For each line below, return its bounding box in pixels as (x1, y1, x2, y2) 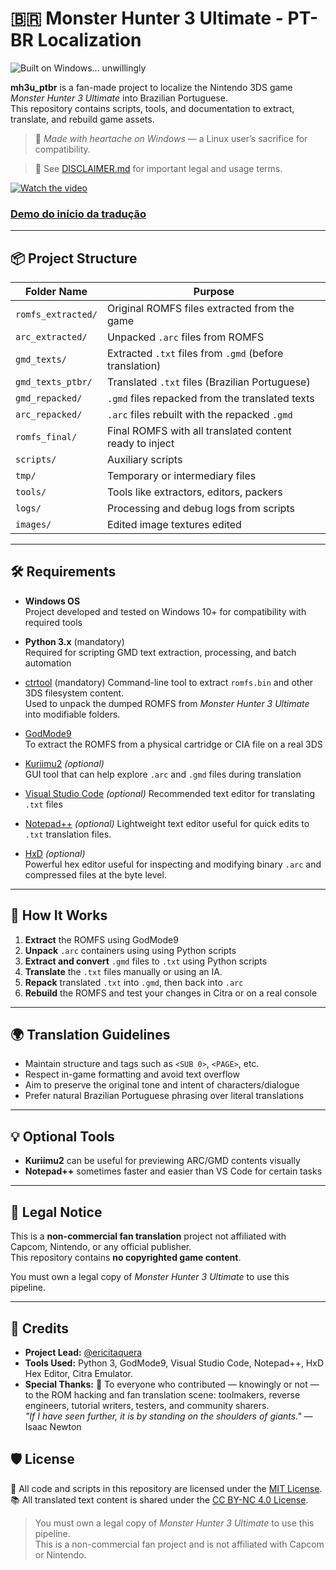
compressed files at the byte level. (24, 868, 167, 881)
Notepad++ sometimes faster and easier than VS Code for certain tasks (24, 1165, 323, 1177)
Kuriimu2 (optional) (24, 757, 105, 769)
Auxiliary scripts (106, 453, 183, 467)
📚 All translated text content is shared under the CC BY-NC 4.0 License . (10, 1493, 309, 1506)
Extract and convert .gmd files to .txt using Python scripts (24, 955, 268, 967)
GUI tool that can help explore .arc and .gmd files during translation (24, 768, 302, 780)
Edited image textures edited (106, 518, 242, 532)
